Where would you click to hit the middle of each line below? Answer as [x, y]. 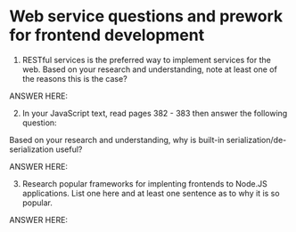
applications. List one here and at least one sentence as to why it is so [151, 193]
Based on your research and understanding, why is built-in [117, 140]
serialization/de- [256, 140]
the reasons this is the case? [74, 78]
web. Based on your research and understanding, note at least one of [150, 69]
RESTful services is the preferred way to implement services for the [147, 60]
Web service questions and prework [146, 16]
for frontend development [107, 35]
